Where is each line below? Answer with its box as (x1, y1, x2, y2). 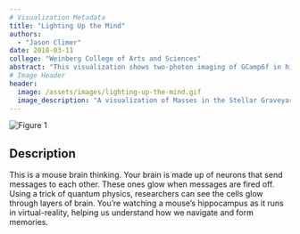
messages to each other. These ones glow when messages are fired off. (9, 179, 275, 190)
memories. (9, 217, 49, 228)
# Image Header (9, 71, 66, 80)
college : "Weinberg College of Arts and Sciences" (9, 54, 202, 63)
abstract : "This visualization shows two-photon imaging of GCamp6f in (9, 63, 281, 72)
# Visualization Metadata (9, 12, 105, 22)
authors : (9, 29, 42, 38)
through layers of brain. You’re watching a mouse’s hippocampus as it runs (9, 198, 284, 209)
